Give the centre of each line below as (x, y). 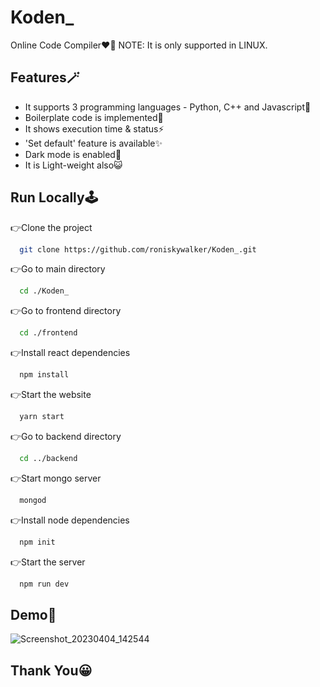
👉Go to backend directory (66, 436)
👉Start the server (48, 562)
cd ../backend (48, 458)
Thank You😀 (51, 670)
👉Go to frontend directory (66, 311)
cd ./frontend (48, 333)
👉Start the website (51, 395)
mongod (33, 500)
